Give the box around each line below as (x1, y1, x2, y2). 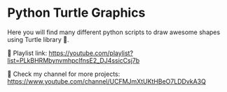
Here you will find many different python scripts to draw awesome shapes (7, 28, 221, 36)
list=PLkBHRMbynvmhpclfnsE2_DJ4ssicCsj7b (7, 56, 140, 64)
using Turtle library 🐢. (7, 35, 69, 43)
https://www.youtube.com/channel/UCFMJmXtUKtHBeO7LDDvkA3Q (7, 77, 207, 85)
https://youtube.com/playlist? (48, 49, 134, 57)
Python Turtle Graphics (7, 5, 146, 21)
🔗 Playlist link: (7, 49, 48, 57)
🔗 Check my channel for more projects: (7, 70, 121, 78)
